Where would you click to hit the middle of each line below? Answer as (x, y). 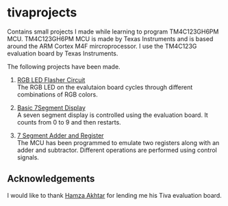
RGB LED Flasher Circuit (51, 79)
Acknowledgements (51, 179)
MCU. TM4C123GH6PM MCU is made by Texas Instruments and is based (110, 38)
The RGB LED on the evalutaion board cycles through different (105, 87)
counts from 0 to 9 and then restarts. (69, 122)
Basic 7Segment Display (51, 107)
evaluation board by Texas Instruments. (63, 53)
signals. (28, 157)
